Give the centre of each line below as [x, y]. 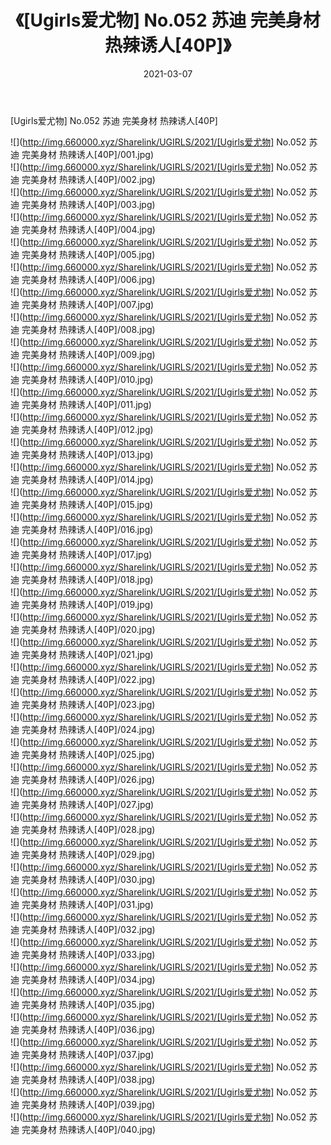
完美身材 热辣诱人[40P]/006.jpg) [88, 279]
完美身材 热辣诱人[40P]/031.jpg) [87, 904]
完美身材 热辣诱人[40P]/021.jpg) [87, 654]
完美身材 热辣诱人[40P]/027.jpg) [88, 804]
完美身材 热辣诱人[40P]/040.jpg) [88, 1129]
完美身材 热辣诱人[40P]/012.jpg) [87, 429]
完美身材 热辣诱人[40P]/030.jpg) [88, 879]
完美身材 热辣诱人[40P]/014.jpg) [87, 479]
